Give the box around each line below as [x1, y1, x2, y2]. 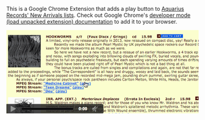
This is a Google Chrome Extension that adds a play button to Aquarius [6, 5, 184, 12]
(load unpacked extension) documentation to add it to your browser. [6, 18, 178, 25]
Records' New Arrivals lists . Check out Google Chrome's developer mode [6, 12, 191, 19]
